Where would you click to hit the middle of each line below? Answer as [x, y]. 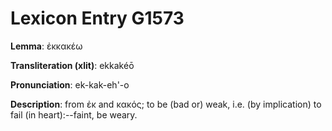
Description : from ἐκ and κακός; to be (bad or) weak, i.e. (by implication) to [166, 104]
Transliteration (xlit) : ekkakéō [72, 65]
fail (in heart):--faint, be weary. [74, 114]
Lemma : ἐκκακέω [46, 46]
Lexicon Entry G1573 [97, 18]
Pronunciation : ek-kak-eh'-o [70, 84]
